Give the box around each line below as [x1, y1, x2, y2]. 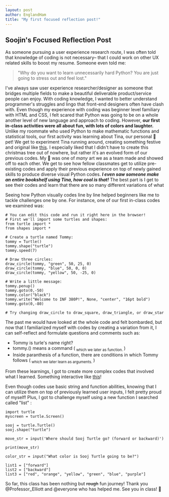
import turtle [5, 409, 35, 414]
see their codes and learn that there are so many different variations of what [5, 182, 164, 188]
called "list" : [5, 400, 32, 406]
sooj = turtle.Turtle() [5, 422, 56, 428]
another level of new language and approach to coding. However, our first [5, 117, 160, 123]
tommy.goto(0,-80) [5, 302, 44, 307]
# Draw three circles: [5, 257, 53, 262]
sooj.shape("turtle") [5, 427, 51, 432]
